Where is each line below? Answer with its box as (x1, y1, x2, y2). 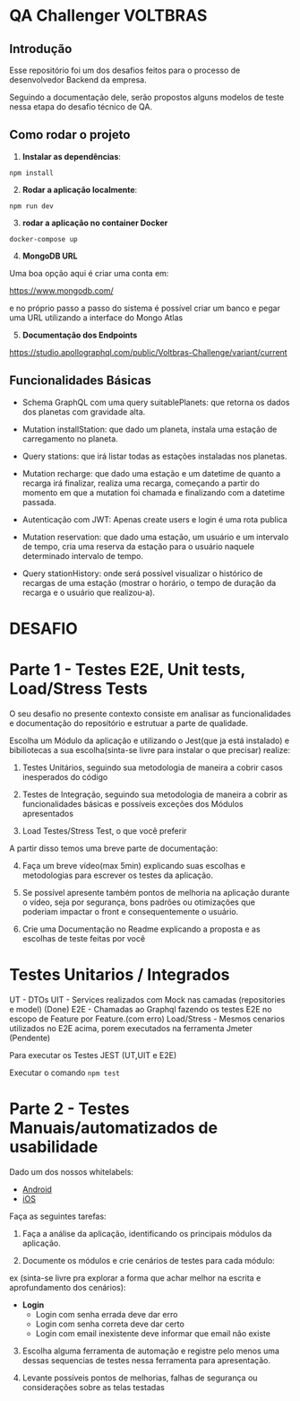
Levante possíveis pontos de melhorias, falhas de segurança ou (21, 1372, 258, 1383)
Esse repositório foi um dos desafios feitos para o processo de (9, 65, 241, 75)
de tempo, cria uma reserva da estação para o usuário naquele (21, 540, 255, 552)
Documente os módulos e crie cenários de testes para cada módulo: (21, 1255, 275, 1265)
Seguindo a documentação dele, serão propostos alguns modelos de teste (9, 92, 285, 102)
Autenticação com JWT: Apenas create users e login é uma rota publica (21, 513, 288, 525)
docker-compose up (9, 234, 78, 243)
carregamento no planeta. (21, 433, 118, 444)
